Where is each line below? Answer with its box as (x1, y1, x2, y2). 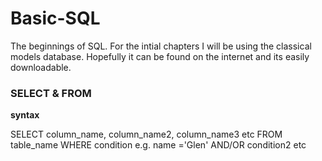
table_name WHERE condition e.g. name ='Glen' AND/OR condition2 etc (10, 139, 307, 151)
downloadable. (10, 61, 72, 73)
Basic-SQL (10, 7, 101, 30)
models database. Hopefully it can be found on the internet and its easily (10, 50, 310, 62)
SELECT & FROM (10, 86, 92, 100)
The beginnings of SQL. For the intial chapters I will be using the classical (10, 40, 312, 52)
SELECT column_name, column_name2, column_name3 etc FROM (10, 128, 283, 141)
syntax (10, 109, 40, 121)
